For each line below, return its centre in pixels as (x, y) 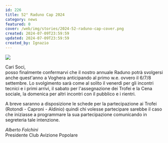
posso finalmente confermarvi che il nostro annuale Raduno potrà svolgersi (84, 72)
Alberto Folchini (22, 129)
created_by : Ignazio (27, 43)
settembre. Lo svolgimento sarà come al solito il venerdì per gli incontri (79, 83)
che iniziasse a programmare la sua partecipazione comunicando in (76, 114)
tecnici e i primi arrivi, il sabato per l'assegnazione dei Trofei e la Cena (79, 88)
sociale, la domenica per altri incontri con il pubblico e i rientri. (71, 94)
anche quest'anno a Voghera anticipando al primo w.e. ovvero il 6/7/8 (78, 78)
